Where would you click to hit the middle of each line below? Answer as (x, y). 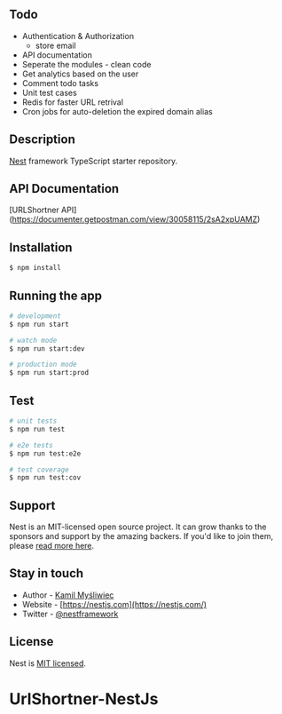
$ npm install (35, 268)
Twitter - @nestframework (70, 614)
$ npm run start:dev (47, 349)
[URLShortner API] (43, 210)
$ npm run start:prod (49, 373)
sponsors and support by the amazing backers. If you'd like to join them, (141, 536)
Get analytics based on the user (80, 74)
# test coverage (39, 470)
